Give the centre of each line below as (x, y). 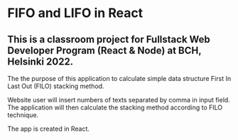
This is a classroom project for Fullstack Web (109, 39)
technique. (23, 115)
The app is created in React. (49, 129)
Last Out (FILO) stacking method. (56, 86)
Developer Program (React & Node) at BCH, (104, 50)
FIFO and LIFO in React (75, 13)
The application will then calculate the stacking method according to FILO (115, 107)
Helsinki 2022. (40, 61)
